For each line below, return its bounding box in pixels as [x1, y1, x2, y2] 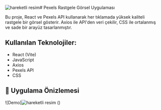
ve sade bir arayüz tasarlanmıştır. [5, 24, 72, 30]
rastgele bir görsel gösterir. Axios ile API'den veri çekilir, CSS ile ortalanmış [5, 20, 156, 25]
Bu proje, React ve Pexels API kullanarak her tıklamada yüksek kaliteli [5, 14, 145, 20]
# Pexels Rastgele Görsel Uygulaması [39, 5, 115, 10]
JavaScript [12, 57, 34, 63]
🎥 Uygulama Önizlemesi [5, 87, 80, 95]
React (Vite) [12, 51, 37, 57]
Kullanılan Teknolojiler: [5, 39, 77, 47]
